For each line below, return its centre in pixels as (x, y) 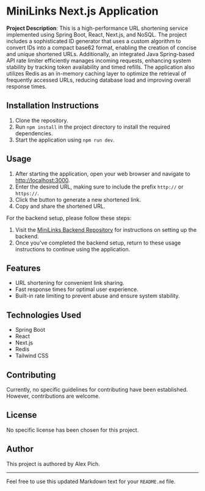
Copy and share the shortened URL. (60, 206)
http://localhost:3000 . (42, 180)
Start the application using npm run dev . (65, 140)
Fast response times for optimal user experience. (77, 289)
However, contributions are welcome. (53, 396)
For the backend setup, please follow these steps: (69, 218)
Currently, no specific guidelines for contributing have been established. (97, 389)
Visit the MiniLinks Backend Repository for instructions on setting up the (106, 229)
